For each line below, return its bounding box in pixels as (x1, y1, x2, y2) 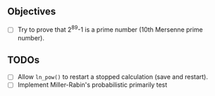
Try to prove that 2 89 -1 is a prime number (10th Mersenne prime (17, 24, 203, 34)
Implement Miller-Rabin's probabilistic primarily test (17, 80, 168, 89)
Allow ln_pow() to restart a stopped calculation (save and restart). (17, 73, 208, 81)
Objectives (7, 6, 56, 18)
